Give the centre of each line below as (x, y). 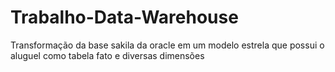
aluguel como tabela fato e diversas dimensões (107, 55)
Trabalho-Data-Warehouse (124, 17)
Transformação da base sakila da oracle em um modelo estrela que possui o (167, 45)
